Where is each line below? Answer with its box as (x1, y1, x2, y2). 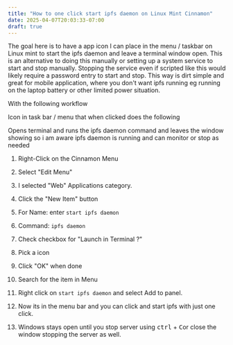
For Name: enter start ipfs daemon (17, 209, 119, 217)
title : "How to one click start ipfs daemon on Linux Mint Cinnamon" (8, 10, 214, 17)
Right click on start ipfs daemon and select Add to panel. (17, 289, 183, 297)
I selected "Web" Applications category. (17, 182, 132, 190)
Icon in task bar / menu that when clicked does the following (8, 113, 180, 121)
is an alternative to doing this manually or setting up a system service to (8, 57, 214, 65)
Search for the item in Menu (17, 275, 98, 284)
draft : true (8, 23, 42, 30)
